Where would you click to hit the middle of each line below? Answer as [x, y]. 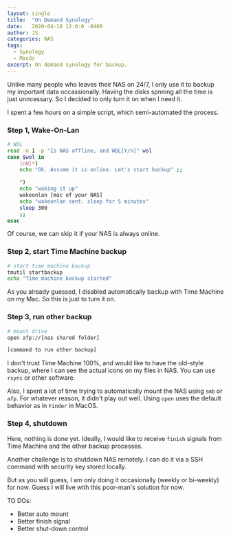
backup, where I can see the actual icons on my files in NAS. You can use [111, 370]
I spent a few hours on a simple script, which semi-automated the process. [113, 112]
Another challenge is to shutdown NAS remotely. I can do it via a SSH [105, 459]
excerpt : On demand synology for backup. [67, 65]
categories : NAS [30, 39]
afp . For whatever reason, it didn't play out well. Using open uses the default [114, 398]
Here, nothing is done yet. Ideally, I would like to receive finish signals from [114, 438]
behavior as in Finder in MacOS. [53, 406]
